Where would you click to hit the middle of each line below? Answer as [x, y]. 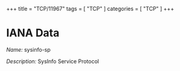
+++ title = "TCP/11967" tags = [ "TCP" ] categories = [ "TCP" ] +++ [90, 9]
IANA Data [33, 33]
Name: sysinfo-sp [29, 49]
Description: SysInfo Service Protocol [53, 61]
